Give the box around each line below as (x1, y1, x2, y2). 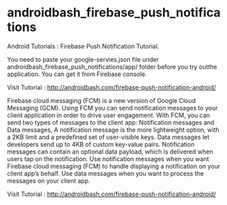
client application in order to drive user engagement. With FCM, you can (7, 111, 211, 119)
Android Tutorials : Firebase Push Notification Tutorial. (7, 42, 159, 50)
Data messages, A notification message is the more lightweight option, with (7, 125, 220, 134)
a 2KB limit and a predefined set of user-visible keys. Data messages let (7, 132, 210, 141)
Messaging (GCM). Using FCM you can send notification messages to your (7, 104, 218, 112)
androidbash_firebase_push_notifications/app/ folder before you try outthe (7, 62, 217, 71)
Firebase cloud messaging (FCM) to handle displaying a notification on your (7, 162, 221, 170)
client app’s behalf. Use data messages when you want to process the (7, 169, 204, 178)
